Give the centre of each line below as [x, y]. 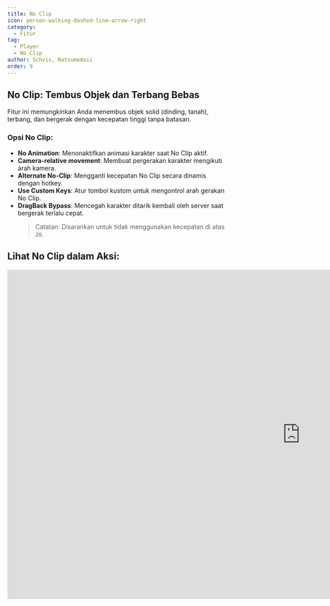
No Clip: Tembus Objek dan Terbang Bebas [103, 95]
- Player [26, 47]
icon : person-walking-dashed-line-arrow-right [77, 20]
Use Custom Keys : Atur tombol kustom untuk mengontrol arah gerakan [121, 190]
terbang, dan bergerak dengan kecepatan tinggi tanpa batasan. [99, 119]
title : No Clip [30, 14]
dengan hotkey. [40, 183]
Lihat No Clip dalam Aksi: [63, 256]
